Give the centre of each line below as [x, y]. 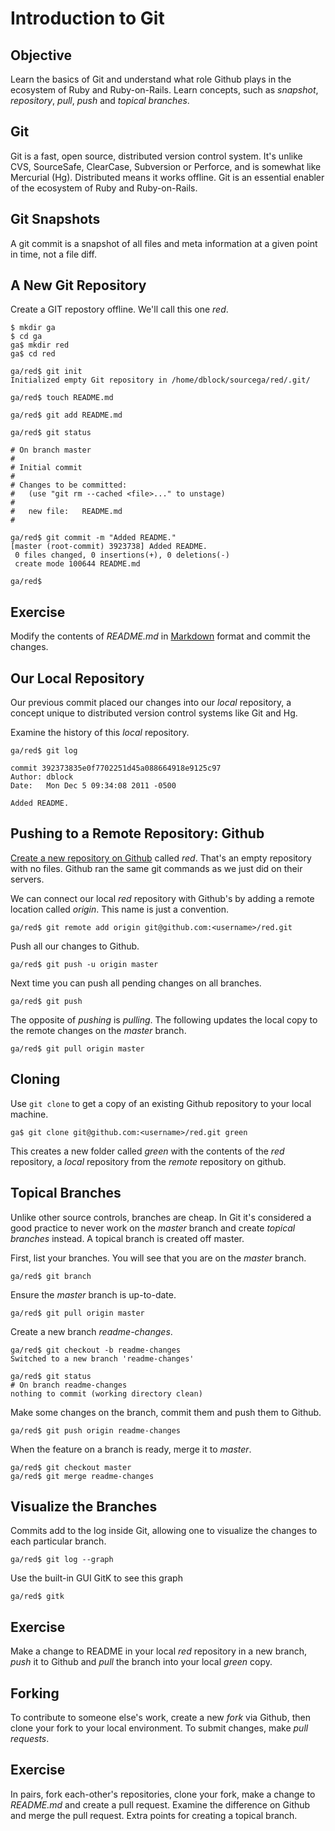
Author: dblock [42, 777]
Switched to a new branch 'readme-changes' [102, 1358]
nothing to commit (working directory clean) [106, 1393]
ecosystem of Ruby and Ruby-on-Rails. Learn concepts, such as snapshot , [164, 90]
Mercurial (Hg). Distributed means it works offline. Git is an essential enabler [167, 177]
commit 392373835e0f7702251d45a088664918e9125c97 [116, 768]
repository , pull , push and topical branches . [100, 100]
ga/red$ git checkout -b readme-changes [96, 1350]
